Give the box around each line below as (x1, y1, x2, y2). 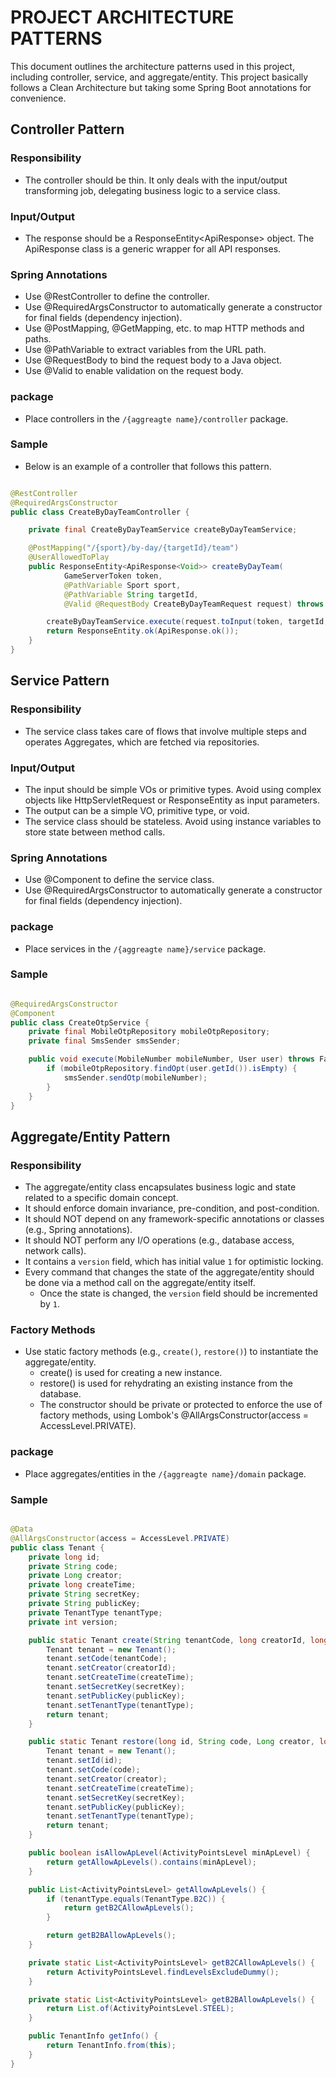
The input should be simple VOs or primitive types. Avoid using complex (24, 783, 322, 795)
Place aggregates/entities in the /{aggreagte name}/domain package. (24, 1467, 307, 1480)
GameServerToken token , (63, 571, 163, 581)
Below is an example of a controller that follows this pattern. (24, 460, 272, 472)
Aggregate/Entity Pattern (10, 1128, 171, 1145)
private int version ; (28, 1617, 118, 1627)
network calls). (24, 1245, 87, 1257)
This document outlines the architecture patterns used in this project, (10, 60, 295, 72)
